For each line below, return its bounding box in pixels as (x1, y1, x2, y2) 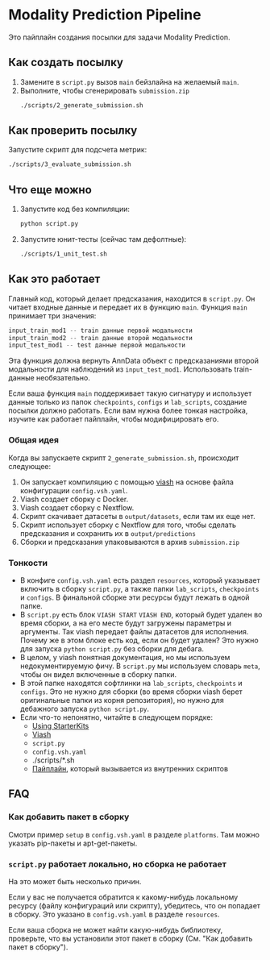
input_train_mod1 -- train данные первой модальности (8, 326, 193, 335)
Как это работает (8, 272, 101, 286)
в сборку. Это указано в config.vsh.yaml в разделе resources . (8, 909, 220, 919)
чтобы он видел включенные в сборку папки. (19, 669, 177, 679)
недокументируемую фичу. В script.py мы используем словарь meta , (19, 661, 260, 671)
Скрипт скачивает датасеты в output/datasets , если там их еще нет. (19, 511, 255, 521)
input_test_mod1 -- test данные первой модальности (8, 341, 185, 350)
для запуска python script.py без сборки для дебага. (19, 643, 204, 654)
